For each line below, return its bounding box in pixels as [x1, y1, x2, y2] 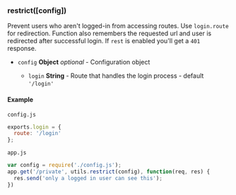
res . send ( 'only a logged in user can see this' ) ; [13, 175, 163, 182]
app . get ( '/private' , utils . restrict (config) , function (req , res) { [7, 168, 211, 175]
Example [7, 95, 34, 104]
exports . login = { [7, 123, 61, 131]
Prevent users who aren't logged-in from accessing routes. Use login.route [7, 22, 229, 30]
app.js [7, 149, 27, 157]
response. [7, 45, 37, 53]
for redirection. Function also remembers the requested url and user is [7, 29, 212, 37]
